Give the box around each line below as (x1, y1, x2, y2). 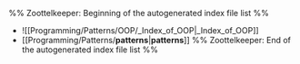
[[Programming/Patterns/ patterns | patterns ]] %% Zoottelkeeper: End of (21, 35, 292, 45)
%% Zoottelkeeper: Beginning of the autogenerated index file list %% (8, 8, 270, 18)
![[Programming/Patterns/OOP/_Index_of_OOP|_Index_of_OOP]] (21, 25, 260, 35)
